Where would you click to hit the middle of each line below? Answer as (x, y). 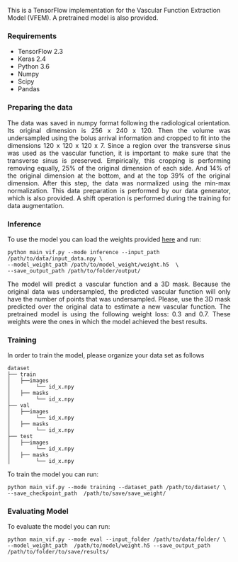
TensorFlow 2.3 (40, 52)
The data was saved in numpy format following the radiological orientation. (119, 122)
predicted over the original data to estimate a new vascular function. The (119, 306)
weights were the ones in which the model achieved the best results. (107, 321)
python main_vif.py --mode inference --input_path (84, 252)
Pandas (29, 89)
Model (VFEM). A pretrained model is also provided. (83, 18)
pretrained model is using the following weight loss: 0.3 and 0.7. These (119, 314)
